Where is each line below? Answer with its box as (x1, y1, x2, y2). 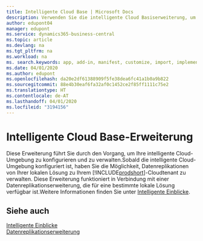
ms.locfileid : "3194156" (6, 104, 69, 110)
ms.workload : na (6, 54, 47, 60)
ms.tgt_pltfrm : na (6, 48, 53, 54)
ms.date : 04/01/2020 (6, 64, 59, 71)
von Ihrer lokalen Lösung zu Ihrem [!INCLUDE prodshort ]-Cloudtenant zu (6, 169, 186, 177)
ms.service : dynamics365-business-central (6, 31, 115, 37)
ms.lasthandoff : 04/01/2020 (6, 98, 77, 104)
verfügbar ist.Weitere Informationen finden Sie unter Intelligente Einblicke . (6, 188, 190, 196)
